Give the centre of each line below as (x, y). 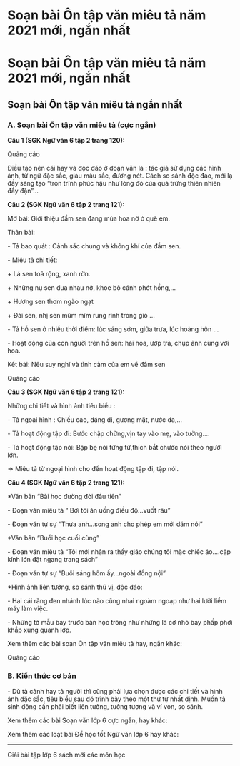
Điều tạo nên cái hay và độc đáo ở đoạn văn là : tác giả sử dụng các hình (114, 168)
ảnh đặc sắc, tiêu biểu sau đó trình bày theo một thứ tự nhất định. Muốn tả (117, 699)
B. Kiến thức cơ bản (42, 676)
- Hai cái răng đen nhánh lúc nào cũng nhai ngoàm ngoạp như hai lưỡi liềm (117, 601)
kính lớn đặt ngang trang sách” (52, 560)
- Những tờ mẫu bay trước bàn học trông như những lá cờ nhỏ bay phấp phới (120, 623)
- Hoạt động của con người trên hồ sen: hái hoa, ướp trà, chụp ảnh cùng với (118, 343)
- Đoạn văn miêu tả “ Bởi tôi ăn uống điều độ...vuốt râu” (89, 510)
